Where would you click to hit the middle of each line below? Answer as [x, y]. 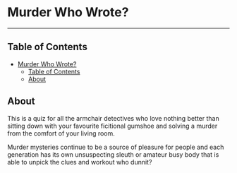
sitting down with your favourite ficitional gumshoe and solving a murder [113, 126]
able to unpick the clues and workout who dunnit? [80, 162]
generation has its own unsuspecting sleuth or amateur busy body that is [113, 154]
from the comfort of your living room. [61, 133]
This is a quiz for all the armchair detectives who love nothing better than [114, 118]
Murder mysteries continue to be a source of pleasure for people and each [116, 147]
